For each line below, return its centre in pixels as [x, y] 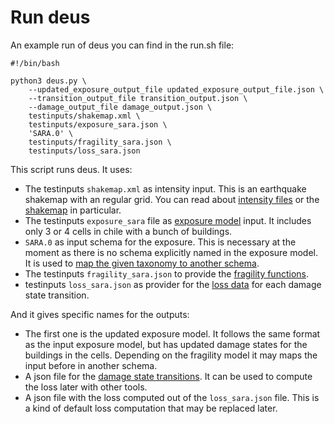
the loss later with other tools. [86, 387]
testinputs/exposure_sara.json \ [98, 124]
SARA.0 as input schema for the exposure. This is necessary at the [160, 242]
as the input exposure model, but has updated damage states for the [166, 344]
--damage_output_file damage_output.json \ [120, 107]
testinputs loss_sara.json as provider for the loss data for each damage [173, 284]
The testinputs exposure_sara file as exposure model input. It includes [168, 220]
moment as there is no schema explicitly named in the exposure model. [171, 252]
